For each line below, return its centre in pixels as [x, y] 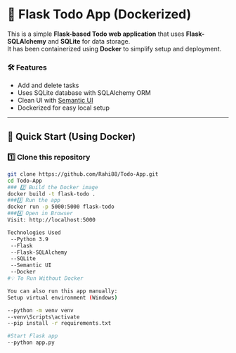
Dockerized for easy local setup [64, 108]
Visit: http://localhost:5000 [52, 220]
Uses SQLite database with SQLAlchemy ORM [84, 93]
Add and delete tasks [48, 85]
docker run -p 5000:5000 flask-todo [61, 207]
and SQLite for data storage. [89, 41]
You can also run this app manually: [63, 291]
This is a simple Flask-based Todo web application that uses [96, 34]
